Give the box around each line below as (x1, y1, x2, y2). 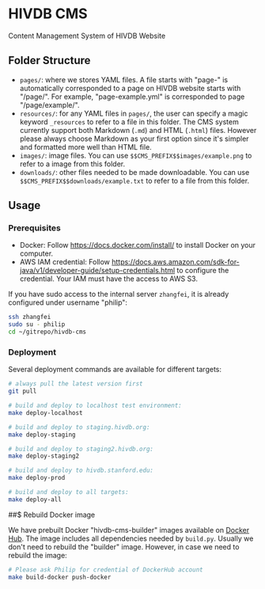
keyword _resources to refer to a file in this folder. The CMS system (19, 116, 239, 127)
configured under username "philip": (8, 298, 128, 307)
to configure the (176, 266, 229, 275)
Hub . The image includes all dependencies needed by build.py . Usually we (8, 534, 254, 543)
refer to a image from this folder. (19, 159, 126, 169)
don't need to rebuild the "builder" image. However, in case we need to (8, 541, 240, 551)
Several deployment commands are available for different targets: (8, 365, 222, 374)
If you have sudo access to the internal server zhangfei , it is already (8, 290, 229, 299)
